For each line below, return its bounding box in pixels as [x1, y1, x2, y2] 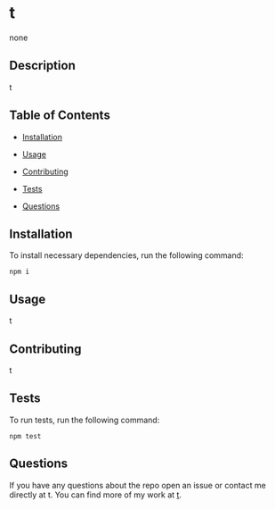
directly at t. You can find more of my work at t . [9, 489, 182, 500]
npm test [9, 431, 42, 440]
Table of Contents [9, 108, 111, 123]
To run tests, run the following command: [9, 414, 160, 425]
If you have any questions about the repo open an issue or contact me [9, 480, 267, 490]
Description [9, 58, 76, 73]
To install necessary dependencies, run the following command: [9, 250, 244, 261]
